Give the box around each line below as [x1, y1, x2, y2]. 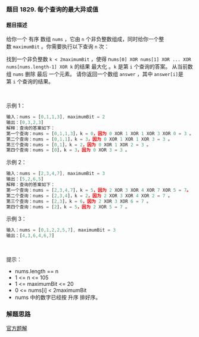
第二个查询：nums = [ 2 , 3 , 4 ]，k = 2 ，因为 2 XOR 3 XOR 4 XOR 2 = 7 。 [6, 192, 173, 199]
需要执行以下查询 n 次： [51, 43, 110, 50]
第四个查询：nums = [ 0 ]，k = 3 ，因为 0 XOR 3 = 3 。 [6, 147, 130, 153]
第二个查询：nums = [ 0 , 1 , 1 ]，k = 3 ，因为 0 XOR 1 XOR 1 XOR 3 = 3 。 [6, 136, 173, 142]
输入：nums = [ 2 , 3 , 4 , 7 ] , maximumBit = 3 [6, 171, 105, 177]
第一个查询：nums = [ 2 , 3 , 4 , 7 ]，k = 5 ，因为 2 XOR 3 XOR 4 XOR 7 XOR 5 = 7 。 [6, 187, 192, 193]
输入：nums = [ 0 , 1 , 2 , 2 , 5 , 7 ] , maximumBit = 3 [6, 227, 116, 233]
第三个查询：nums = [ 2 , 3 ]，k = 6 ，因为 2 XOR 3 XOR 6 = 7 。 [6, 198, 151, 204]
